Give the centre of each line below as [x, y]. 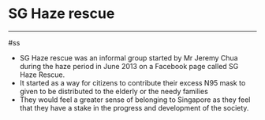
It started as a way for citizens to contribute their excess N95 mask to [132, 82]
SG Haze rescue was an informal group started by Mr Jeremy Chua [129, 58]
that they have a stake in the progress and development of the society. [134, 107]
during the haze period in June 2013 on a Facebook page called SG [129, 66]
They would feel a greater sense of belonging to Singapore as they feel [135, 100]
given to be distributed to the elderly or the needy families [114, 91]
